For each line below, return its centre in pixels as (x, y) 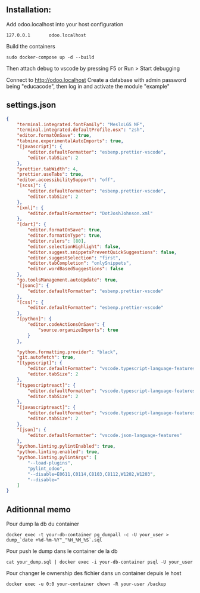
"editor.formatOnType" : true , (65, 236)
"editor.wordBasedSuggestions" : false (76, 269)
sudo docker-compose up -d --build (50, 57)
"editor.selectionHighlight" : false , (74, 247)
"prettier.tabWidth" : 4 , (48, 169)
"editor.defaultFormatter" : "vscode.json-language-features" (105, 435)
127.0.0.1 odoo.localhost (46, 35)
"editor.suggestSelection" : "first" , (74, 258)
